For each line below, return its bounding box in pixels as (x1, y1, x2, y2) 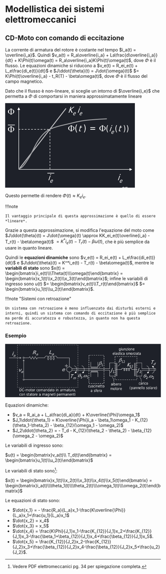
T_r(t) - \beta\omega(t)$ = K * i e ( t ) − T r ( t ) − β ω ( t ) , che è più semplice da (5, 238, 150, 246)
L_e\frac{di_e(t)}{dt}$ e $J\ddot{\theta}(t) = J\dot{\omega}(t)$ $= (5, 68, 139, 74)
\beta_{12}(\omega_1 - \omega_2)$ (53, 422, 124, 428)
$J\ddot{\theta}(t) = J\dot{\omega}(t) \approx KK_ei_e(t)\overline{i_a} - (5, 232, 150, 238)
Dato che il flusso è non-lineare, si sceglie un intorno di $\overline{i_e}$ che (5, 88, 160, 94)
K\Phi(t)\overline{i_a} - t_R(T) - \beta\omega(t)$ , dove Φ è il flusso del (5, 73, 148, 79)
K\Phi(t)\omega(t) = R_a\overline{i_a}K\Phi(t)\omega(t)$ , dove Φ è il (18, 57, 156, 63)
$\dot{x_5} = (12, 539, 39, 545)
